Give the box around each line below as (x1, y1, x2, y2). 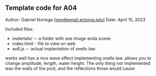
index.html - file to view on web (12, 41, 76, 46)
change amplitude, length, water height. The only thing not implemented (5, 60, 151, 66)
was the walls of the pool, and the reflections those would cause (5, 65, 135, 71)
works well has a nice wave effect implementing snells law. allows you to (5, 55, 152, 61)
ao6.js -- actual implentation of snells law (12, 46, 96, 51)
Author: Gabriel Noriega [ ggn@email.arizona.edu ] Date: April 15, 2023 (5, 16, 146, 22)
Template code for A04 (5, 4, 77, 12)
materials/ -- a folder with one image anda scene (12, 35, 111, 41)
